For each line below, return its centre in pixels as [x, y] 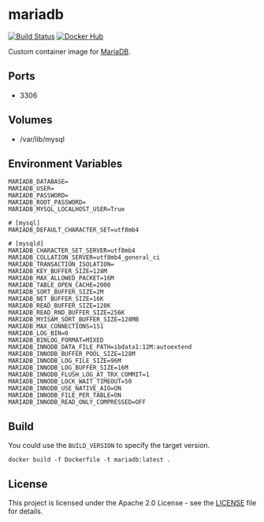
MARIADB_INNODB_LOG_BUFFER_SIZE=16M [68, 368]
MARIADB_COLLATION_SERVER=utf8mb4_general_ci [84, 257]
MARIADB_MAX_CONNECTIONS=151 [56, 327]
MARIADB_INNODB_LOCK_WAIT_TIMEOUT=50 [70, 382]
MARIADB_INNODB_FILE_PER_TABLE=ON [65, 395]
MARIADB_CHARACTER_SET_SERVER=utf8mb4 [72, 251]
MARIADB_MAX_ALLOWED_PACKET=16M [61, 278]
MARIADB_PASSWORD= [38, 196]
